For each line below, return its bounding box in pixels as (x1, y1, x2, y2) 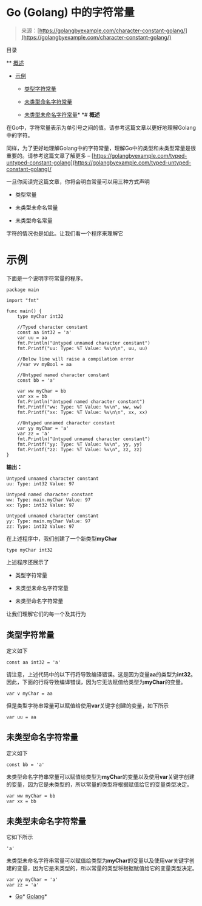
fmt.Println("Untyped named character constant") (17, 398, 146, 405)
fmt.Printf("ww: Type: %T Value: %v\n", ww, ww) (17, 404, 143, 410)
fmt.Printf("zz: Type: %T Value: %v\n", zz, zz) (17, 446, 143, 452)
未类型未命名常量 (15, 203, 58, 211)
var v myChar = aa (6, 690, 53, 697)
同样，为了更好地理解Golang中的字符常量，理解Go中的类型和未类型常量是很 (6, 144, 196, 152)
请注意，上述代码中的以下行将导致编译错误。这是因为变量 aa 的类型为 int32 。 (6, 670, 196, 678)
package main (6, 287, 39, 293)
